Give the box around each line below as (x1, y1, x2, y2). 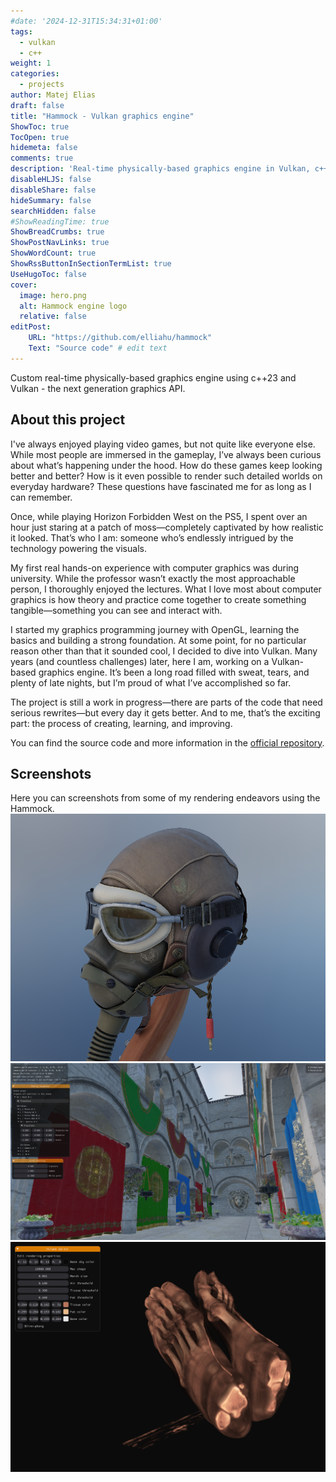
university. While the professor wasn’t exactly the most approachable (10, 572, 296, 584)
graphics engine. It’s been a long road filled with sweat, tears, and (38, 666, 310, 678)
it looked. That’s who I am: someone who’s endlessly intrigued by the (10, 531, 294, 544)
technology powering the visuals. (10, 542, 147, 554)
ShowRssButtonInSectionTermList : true (10, 259, 172, 269)
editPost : (10, 322, 52, 332)
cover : (10, 280, 38, 290)
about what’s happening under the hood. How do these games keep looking (10, 459, 323, 471)
